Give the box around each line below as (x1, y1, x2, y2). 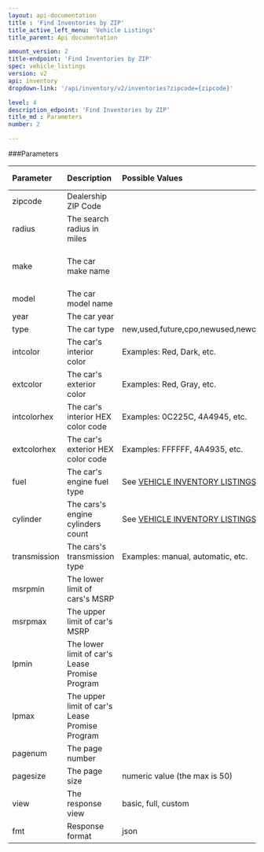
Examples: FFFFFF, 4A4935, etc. (121, 444, 244, 454)
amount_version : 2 (8, 48, 68, 56)
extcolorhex (12, 444, 57, 454)
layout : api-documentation (8, 11, 97, 20)
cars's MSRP (66, 594, 115, 604)
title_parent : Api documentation (8, 33, 118, 42)
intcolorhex (12, 411, 54, 422)
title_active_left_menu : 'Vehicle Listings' (8, 26, 156, 34)
